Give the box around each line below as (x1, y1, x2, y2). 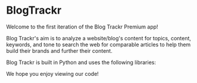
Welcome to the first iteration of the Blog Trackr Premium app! (6, 23, 159, 30)
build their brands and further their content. (6, 47, 113, 54)
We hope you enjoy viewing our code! (6, 70, 99, 77)
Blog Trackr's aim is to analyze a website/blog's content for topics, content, (6, 34, 192, 41)
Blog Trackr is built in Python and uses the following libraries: (6, 59, 157, 66)
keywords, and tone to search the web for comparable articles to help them (6, 41, 191, 48)
